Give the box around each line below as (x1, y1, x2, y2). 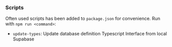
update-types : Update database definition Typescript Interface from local (12, 31, 167, 37)
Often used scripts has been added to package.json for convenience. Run (5, 16, 161, 22)
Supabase (12, 36, 34, 42)
